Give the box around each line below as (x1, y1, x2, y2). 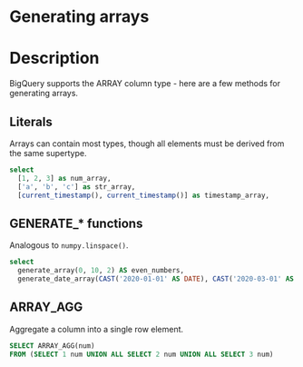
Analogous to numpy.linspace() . (9, 240, 129, 251)
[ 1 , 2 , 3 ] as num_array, (17, 174, 112, 183)
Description (9, 48, 100, 69)
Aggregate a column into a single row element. (9, 323, 184, 334)
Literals (9, 114, 53, 129)
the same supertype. (9, 147, 87, 158)
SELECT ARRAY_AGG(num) (9, 341, 95, 351)
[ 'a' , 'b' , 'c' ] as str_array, (17, 182, 136, 192)
